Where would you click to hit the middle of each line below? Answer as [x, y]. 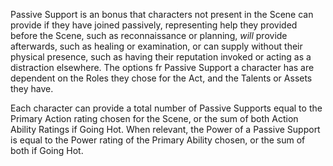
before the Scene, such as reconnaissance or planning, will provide [149, 35]
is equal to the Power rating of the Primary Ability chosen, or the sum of [158, 140]
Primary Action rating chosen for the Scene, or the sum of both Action [154, 118]
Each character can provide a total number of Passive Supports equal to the [166, 108]
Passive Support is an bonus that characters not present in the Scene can [162, 14]
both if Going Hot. [47, 150]
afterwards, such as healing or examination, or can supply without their [156, 46]
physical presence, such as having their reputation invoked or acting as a [161, 57]
